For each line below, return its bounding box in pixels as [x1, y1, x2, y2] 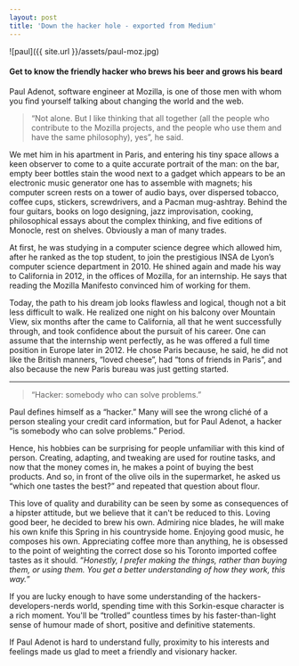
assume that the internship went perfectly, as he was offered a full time [9, 335, 270, 346]
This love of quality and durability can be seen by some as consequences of [9, 497, 289, 508]
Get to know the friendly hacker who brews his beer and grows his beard [9, 66, 283, 77]
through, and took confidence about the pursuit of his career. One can [9, 325, 267, 336]
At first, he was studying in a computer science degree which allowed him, [9, 242, 283, 252]
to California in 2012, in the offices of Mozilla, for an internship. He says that [9, 270, 287, 281]
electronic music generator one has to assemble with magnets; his [9, 177, 253, 188]
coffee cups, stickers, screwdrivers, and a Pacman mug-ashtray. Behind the [9, 196, 287, 207]
